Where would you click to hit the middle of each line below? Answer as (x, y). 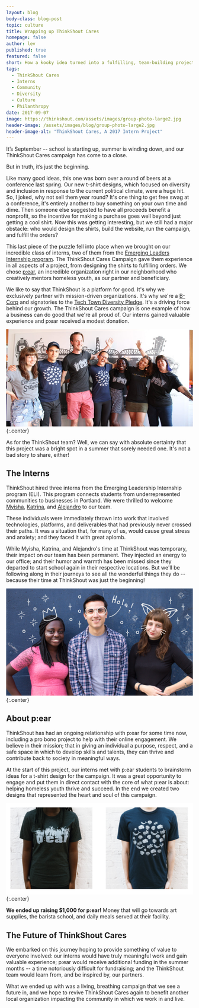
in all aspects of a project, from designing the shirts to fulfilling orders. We (97, 265)
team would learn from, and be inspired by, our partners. (75, 975)
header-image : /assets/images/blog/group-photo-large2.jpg (81, 125)
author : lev (21, 44)
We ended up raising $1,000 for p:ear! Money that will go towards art (92, 910)
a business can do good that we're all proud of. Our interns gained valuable (98, 315)
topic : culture (25, 25)
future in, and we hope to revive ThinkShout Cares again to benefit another (97, 993)
